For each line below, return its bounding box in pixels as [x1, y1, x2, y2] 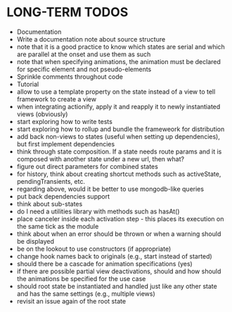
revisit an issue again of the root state [16, 297, 127, 305]
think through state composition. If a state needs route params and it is [16, 147, 222, 156]
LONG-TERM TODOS [6, 4, 129, 20]
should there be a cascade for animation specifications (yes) [16, 259, 193, 268]
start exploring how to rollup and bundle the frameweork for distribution [16, 125, 225, 133]
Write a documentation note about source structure [16, 35, 166, 43]
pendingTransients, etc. [16, 177, 86, 185]
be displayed [16, 237, 54, 245]
